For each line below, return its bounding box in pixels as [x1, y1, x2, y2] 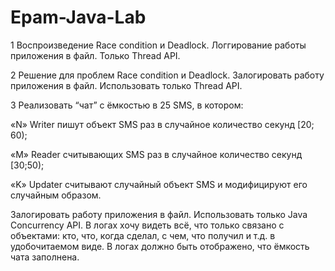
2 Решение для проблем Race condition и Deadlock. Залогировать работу [10, 69, 325, 81]
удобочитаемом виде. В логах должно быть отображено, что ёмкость [10, 240, 310, 252]
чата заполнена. [10, 251, 80, 263]
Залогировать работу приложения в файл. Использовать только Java [10, 208, 308, 220]
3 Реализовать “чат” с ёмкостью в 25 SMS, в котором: [10, 99, 244, 111]
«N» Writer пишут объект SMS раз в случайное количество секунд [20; [10, 118, 315, 130]
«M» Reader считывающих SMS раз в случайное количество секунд [10, 148, 303, 160]
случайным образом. [10, 189, 102, 201]
